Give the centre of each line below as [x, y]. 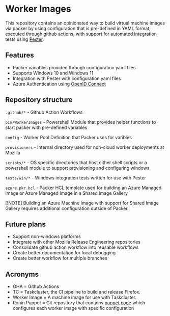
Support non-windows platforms [47, 236]
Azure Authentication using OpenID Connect [59, 84]
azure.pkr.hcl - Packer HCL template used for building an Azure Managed [83, 188]
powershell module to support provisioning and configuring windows [77, 168]
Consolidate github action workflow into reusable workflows [76, 247]
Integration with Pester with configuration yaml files [67, 78]
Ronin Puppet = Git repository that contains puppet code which [79, 303]
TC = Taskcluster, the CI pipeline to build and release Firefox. [77, 292]
